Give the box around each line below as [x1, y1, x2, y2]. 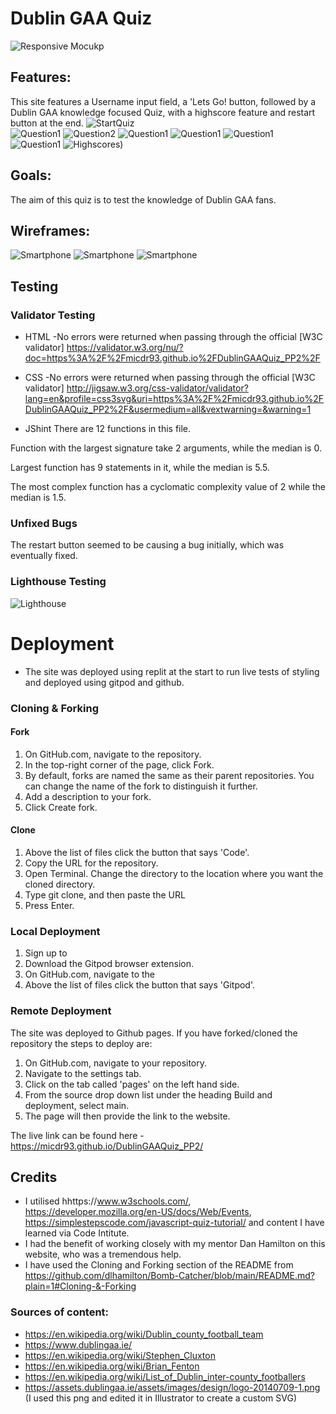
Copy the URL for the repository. [24, 857, 159, 869]
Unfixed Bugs [10, 516, 78, 530]
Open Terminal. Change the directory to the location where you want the [24, 867, 324, 879]
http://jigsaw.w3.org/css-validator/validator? [66, 382, 249, 394]
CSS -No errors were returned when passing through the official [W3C [24, 372, 316, 384]
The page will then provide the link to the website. [24, 1110, 231, 1122]
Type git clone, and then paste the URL [24, 888, 186, 901]
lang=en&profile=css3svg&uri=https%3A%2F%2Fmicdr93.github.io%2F [24, 393, 325, 405]
